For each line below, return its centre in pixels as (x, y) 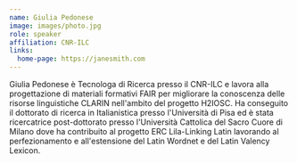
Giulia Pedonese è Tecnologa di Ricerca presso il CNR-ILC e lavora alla (139, 84)
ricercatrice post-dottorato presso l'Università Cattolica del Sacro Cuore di (146, 122)
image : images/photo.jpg (55, 26)
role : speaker (36, 34)
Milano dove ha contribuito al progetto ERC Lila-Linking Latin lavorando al (144, 131)
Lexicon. (25, 151)
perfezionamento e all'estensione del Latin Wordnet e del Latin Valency (140, 141)
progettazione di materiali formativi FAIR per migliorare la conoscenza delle (147, 94)
